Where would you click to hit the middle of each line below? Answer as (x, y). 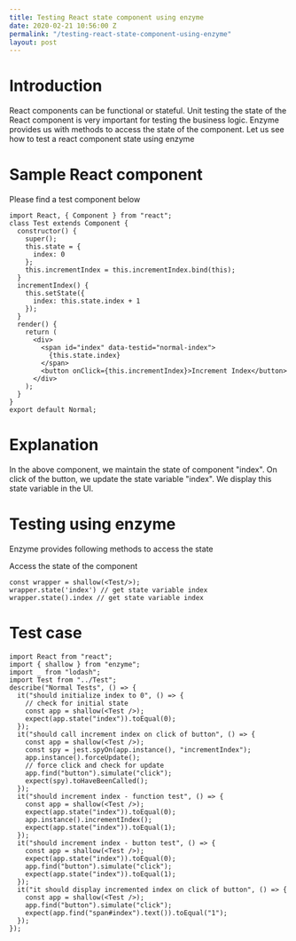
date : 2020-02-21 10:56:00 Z (63, 26)
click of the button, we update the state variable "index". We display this (140, 479)
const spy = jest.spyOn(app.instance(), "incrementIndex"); (138, 750)
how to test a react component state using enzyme (102, 139)
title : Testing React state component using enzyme (106, 17)
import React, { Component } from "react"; (91, 216)
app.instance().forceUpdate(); (83, 757)
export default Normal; (53, 410)
